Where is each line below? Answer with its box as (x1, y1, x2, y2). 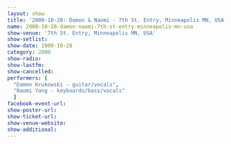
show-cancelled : (7, 68, 54, 75)
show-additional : (7, 126, 57, 133)
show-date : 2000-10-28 (7, 42, 73, 49)
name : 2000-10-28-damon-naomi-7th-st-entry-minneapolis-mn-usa (7, 23, 194, 30)
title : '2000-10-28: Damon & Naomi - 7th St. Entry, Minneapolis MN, (7, 17, 212, 24)
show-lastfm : (7, 62, 45, 69)
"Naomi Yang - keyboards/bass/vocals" (13, 87, 126, 94)
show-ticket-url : (7, 113, 57, 120)
